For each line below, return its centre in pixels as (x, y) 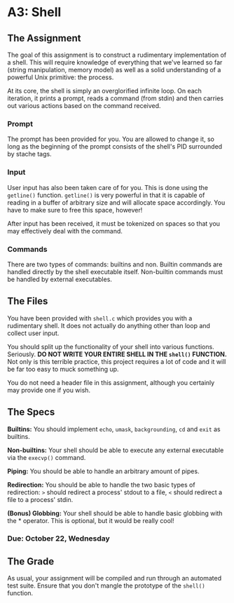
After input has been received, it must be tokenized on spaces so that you (114, 223)
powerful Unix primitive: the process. (61, 77)
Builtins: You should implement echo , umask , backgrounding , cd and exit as (114, 429)
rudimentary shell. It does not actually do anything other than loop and (109, 325)
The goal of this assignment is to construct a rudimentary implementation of (117, 55)
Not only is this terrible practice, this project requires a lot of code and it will (117, 361)
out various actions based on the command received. (84, 106)
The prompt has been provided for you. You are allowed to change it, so (111, 139)
